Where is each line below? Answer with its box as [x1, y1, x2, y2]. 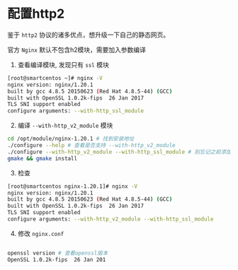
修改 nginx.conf [17, 229, 64, 237]
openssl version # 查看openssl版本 [7, 250, 108, 257]
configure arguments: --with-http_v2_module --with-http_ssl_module [7, 216, 214, 223]
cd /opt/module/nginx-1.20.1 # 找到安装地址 [7, 135, 135, 143]
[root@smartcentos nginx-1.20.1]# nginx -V [7, 182, 138, 190]
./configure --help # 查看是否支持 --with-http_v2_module [7, 142, 176, 149]
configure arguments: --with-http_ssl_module [7, 107, 144, 115]
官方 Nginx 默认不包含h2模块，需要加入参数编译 [7, 45, 147, 54]
